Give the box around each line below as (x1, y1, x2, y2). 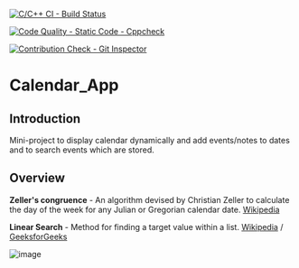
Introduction (9, 111, 81, 126)
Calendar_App (9, 75, 119, 96)
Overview (9, 171, 66, 186)
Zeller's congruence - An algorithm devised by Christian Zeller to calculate (9, 194, 290, 205)
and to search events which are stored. (9, 144, 155, 155)
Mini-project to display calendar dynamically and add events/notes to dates (9, 135, 291, 145)
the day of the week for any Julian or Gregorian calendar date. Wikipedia (9, 204, 280, 215)
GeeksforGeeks (9, 231, 68, 242)
